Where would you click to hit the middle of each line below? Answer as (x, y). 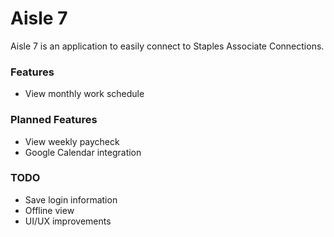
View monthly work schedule (84, 94)
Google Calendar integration (83, 152)
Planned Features (54, 120)
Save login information (71, 199)
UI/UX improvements (68, 221)
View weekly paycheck (72, 141)
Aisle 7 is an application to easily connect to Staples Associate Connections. (167, 46)
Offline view (49, 210)
